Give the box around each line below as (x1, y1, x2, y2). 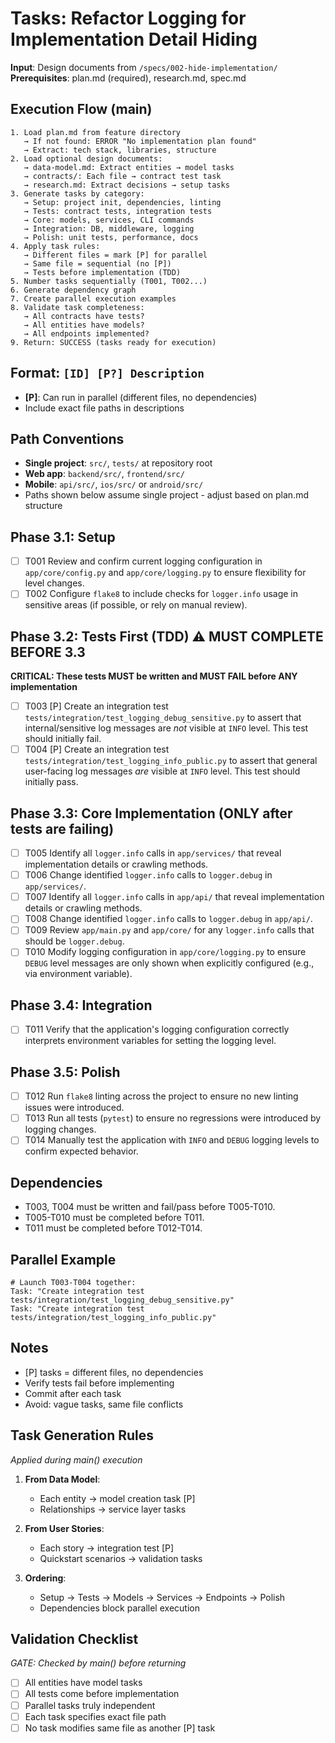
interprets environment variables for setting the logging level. (24, 1035, 277, 1047)
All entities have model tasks (24, 1677, 143, 1689)
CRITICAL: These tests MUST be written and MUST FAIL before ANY (10, 670, 298, 682)
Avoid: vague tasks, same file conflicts (24, 1398, 184, 1410)
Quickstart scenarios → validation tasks (39, 1552, 203, 1564)
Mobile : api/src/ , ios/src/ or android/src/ (24, 478, 204, 491)
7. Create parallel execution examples (10, 293, 177, 304)
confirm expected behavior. (24, 1145, 139, 1157)
